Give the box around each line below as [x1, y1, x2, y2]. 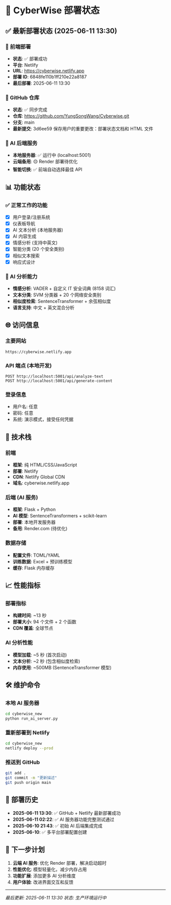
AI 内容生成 [12, 233, 37, 239]
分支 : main [12, 119, 35, 125]
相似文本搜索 [12, 253, 40, 259]
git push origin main [5, 780, 51, 785]
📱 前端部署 [5, 43, 32, 50]
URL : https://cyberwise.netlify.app [12, 67, 85, 74]
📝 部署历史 [5, 796, 38, 804]
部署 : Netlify [12, 468, 38, 474]
